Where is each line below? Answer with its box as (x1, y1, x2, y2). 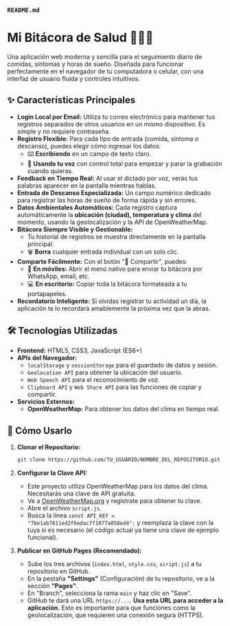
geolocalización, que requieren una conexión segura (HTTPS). (27, 611, 204, 619)
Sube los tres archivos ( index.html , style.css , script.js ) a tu (27, 560, 202, 568)
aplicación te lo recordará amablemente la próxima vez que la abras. (16, 304, 211, 312)
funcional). (27, 533, 58, 541)
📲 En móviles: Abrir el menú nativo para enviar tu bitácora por (27, 265, 203, 273)
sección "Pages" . (27, 582, 78, 590)
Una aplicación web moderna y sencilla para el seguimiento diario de (7, 52, 203, 60)
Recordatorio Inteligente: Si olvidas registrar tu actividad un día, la (16, 297, 207, 305)
